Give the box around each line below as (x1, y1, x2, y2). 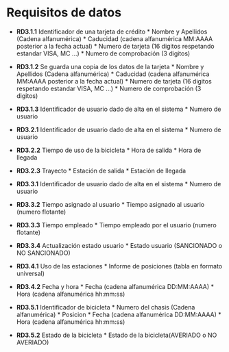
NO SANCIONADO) (16, 249, 71, 257)
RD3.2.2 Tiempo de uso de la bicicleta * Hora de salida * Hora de (16, 146, 202, 154)
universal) (16, 269, 45, 277)
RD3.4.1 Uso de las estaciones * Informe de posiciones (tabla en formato (16, 262, 223, 270)
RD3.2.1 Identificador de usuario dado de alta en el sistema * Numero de (16, 125, 221, 134)
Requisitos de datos (6, 5, 121, 21)
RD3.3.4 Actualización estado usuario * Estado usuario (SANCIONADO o (16, 241, 223, 249)
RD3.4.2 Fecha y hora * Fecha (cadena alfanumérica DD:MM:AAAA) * (16, 282, 214, 290)
